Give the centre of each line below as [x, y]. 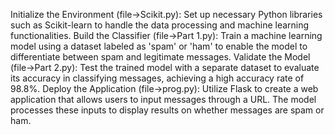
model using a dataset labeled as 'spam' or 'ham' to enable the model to [159, 46]
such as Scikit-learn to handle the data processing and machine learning [160, 25]
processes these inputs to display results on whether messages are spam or [167, 110]
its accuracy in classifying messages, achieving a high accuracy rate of [157, 78]
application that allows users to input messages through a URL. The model [163, 99]
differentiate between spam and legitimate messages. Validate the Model [160, 57]
